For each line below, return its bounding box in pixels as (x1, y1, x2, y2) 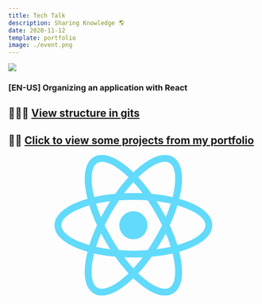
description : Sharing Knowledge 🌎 (8, 19, 125, 27)
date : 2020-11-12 (8, 26, 66, 34)
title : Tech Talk (8, 11, 66, 20)
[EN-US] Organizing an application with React (8, 83, 188, 94)
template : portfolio (8, 33, 77, 42)
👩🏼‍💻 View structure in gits (8, 106, 141, 120)
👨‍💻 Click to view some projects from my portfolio (8, 133, 254, 147)
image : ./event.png (8, 41, 73, 49)
